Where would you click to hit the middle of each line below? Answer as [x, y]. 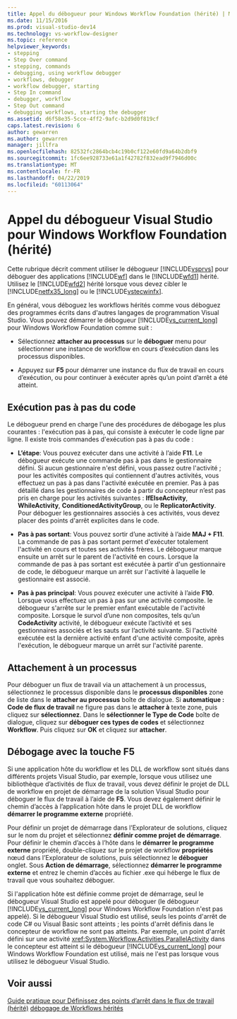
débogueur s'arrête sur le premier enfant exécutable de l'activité [111, 608]
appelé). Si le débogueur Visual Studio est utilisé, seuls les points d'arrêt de [117, 916]
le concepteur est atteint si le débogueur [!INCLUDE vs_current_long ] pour [115, 946]
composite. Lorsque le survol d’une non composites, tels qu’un [109, 616]
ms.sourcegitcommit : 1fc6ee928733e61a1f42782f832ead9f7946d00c [102, 159]
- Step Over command [38, 60]
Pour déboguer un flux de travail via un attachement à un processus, [107, 684]
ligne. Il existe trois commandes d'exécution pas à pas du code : [101, 439]
